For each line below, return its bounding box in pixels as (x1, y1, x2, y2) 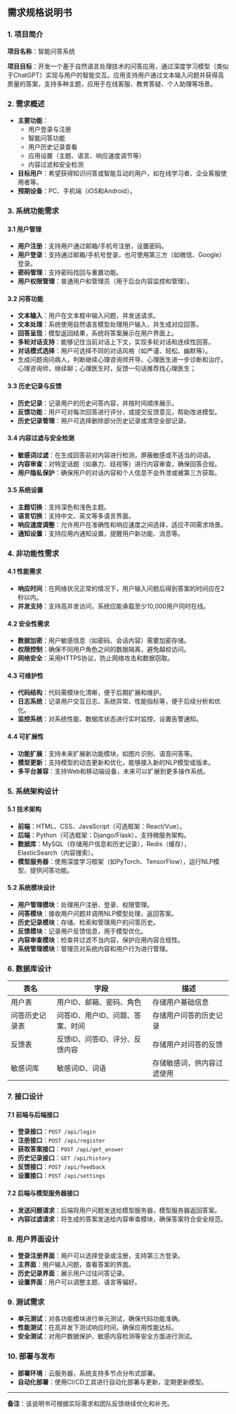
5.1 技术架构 (7, 805, 42, 814)
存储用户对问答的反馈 (152, 1040, 223, 1050)
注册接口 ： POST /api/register (17, 1136, 105, 1145)
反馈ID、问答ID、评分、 (56, 1034, 135, 1044)
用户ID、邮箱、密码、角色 (56, 998, 142, 1007)
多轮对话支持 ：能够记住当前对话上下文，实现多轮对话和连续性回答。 (17, 337, 215, 347)
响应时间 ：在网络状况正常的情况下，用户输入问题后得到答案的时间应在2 (17, 584, 225, 593)
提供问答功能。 (29, 866, 74, 874)
